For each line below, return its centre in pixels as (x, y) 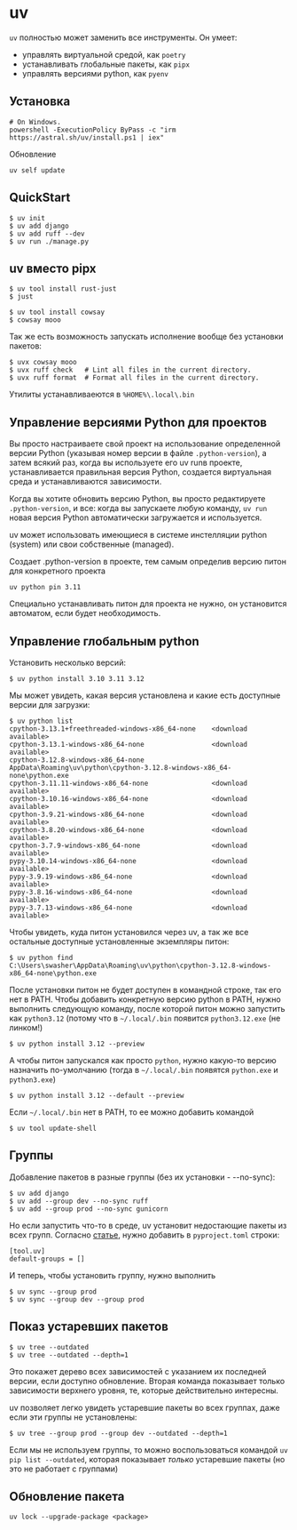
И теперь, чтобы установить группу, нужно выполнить (113, 1275)
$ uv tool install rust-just (63, 289)
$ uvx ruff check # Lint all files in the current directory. (130, 370)
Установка (40, 102)
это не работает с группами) (64, 1469)
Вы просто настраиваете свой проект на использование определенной (145, 444)
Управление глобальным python (104, 641)
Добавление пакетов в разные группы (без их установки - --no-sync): (142, 1177)
